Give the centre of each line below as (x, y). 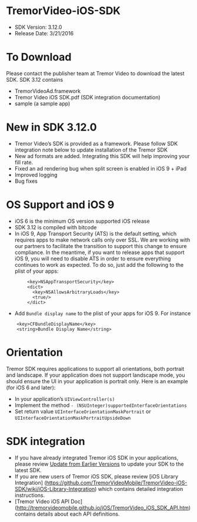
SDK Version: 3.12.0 (38, 27)
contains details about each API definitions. (67, 514)
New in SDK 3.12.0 (51, 127)
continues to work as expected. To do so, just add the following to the (99, 265)
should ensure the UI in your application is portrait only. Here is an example (97, 381)
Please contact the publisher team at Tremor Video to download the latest (95, 73)
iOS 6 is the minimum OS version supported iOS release (82, 221)
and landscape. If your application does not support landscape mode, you (96, 375)
